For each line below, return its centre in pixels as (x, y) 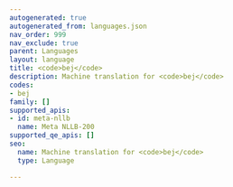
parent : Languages (44, 51)
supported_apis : (40, 110)
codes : (22, 85)
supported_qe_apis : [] (52, 136)
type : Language (46, 160)
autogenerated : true (48, 18)
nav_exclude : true (44, 43)
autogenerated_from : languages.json (78, 26)
